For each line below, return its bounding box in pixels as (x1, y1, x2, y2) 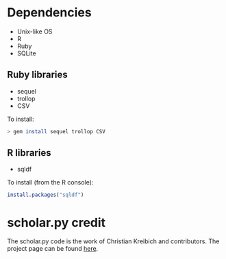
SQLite (16, 49, 36, 57)
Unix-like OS (16, 27, 53, 36)
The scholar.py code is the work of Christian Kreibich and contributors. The (7, 237, 220, 245)
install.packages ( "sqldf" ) (7, 191, 84, 199)
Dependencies (7, 5, 92, 21)
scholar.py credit (7, 215, 106, 230)
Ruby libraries (7, 69, 68, 81)
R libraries (7, 147, 51, 159)
